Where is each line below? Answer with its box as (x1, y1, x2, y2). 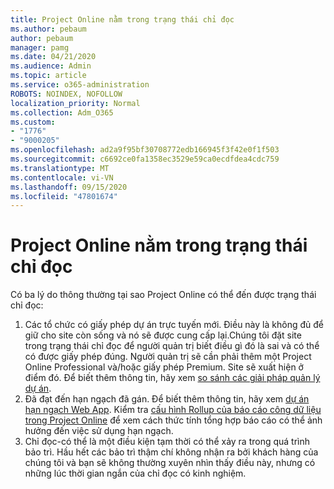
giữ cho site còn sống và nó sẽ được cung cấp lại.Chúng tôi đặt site (24, 329, 302, 341)
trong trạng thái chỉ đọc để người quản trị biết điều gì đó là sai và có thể (24, 340, 320, 352)
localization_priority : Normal (10, 98, 141, 108)
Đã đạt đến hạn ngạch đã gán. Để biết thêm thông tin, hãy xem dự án (24, 393, 310, 405)
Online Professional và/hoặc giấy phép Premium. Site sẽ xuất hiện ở (24, 361, 304, 373)
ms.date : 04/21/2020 (10, 52, 97, 62)
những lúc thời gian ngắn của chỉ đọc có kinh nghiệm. (24, 467, 247, 480)
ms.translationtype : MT (10, 163, 110, 173)
